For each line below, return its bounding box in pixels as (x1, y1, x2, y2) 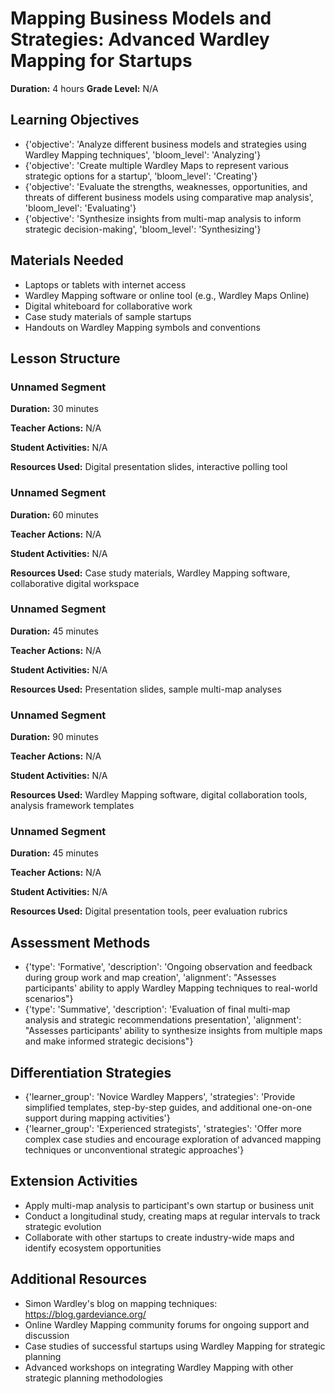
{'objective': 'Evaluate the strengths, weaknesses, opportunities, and (24, 180, 308, 192)
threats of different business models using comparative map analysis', (24, 191, 314, 203)
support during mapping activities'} (24, 1112, 171, 1124)
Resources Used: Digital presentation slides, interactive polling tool (10, 461, 288, 473)
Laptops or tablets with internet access (24, 278, 187, 291)
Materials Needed (10, 252, 124, 269)
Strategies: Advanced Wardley (10, 28, 270, 51)
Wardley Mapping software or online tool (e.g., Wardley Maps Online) (24, 289, 310, 301)
